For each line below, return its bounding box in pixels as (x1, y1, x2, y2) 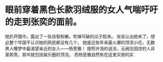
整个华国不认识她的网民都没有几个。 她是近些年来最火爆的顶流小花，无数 (9, 39, 155, 45)
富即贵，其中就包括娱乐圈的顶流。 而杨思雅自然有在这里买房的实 (5, 51, 134, 57)
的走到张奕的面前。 (5, 16, 82, 28)
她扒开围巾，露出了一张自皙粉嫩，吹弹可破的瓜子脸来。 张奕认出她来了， (5, 33, 151, 39)
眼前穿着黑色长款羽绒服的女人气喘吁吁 (5, 4, 159, 15)
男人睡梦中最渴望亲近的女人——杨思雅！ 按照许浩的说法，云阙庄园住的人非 (5, 46, 155, 51)
